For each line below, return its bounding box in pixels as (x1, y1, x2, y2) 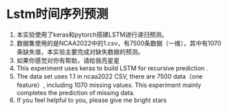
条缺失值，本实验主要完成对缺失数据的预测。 (16, 48, 144, 56)
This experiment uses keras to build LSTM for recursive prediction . (16, 63, 209, 72)
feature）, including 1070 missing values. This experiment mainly (16, 81, 202, 89)
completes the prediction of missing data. (16, 88, 135, 97)
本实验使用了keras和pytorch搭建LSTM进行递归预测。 (16, 30, 168, 39)
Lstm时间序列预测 (6, 6, 108, 22)
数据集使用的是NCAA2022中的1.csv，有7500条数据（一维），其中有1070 (16, 39, 222, 47)
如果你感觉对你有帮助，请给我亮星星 (16, 56, 120, 64)
